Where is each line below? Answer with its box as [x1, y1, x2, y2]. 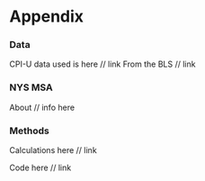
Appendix [9, 6, 84, 27]
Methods [9, 124, 49, 137]
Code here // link [9, 162, 72, 173]
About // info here [9, 102, 75, 113]
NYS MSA [9, 81, 53, 94]
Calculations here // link [9, 145, 97, 156]
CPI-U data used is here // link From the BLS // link [9, 59, 196, 69]
